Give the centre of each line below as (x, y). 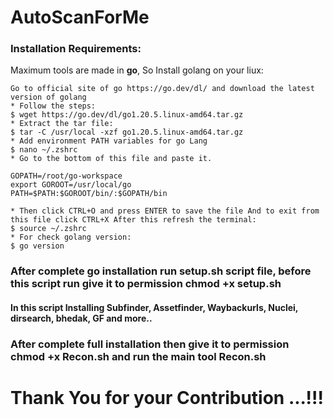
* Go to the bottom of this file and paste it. (111, 159)
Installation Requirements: (76, 49)
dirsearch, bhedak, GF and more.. (81, 318)
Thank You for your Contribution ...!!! (167, 398)
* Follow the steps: (53, 106)
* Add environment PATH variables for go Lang (109, 141)
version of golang (48, 97)
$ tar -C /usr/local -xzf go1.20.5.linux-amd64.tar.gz (127, 132)
